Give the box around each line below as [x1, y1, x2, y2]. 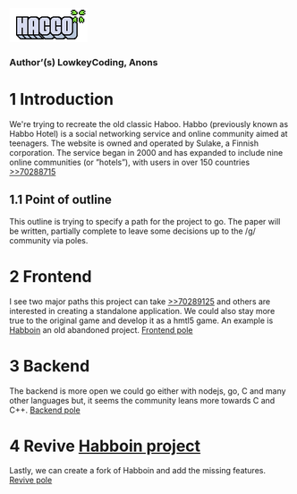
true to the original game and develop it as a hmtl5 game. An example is [9, 315, 274, 326]
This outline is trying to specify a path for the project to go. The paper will [9, 216, 281, 226]
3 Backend [9, 355, 90, 376]
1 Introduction [9, 89, 115, 110]
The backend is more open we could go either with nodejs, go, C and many [9, 385, 286, 396]
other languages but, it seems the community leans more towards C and [9, 395, 276, 405]
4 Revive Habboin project [9, 436, 201, 456]
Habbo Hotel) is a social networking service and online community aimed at [9, 128, 288, 139]
